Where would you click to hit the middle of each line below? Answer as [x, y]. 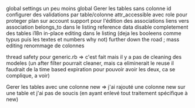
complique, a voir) [28, 76]
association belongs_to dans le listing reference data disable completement [97, 27]
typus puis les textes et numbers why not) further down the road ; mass [93, 39]
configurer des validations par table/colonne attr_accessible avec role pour [97, 15]
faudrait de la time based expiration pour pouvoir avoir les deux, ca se [91, 69]
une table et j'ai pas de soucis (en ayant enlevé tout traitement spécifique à [97, 93]
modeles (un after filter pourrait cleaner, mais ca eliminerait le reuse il [90, 63]
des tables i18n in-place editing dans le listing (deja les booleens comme [94, 33]
